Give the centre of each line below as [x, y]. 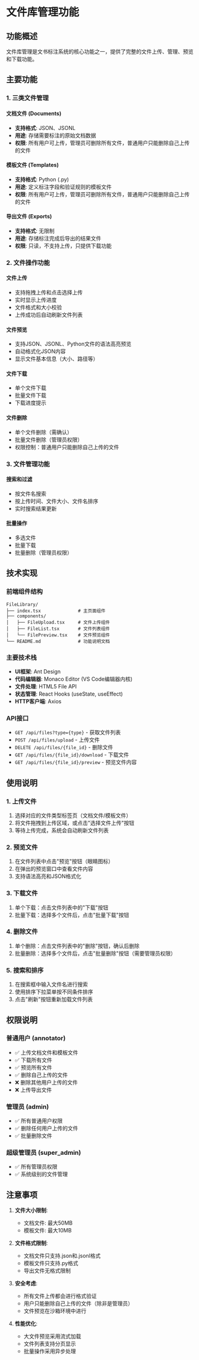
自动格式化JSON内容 [40, 351]
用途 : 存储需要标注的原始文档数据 [55, 135]
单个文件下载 [30, 388]
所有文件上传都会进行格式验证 [60, 1296]
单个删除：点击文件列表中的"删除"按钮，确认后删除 [77, 945]
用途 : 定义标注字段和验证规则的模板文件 [63, 187]
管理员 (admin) [28, 1106]
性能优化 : [26, 1324]
